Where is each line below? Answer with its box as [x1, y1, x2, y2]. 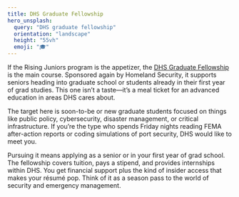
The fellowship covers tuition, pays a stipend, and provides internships [7, 159, 215, 167]
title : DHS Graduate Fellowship [7, 10, 103, 18]
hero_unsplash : [7, 17, 53, 24]
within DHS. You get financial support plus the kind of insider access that [7, 166, 223, 174]
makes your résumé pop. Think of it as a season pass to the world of [7, 174, 209, 182]
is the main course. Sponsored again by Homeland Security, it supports [7, 70, 217, 79]
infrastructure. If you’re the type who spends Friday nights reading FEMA [7, 122, 222, 130]
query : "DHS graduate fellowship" [14, 23, 116, 31]
